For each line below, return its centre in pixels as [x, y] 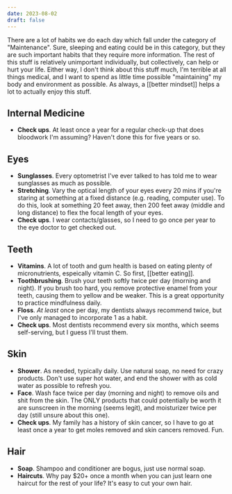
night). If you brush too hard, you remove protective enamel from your [117, 288]
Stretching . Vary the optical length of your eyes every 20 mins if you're [119, 191]
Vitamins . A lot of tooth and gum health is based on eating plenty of [115, 266]
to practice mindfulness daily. [59, 303]
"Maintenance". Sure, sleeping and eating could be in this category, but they [116, 47]
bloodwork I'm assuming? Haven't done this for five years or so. [109, 137]
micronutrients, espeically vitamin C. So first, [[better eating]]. [106, 273]
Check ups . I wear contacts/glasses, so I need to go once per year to [116, 220]
